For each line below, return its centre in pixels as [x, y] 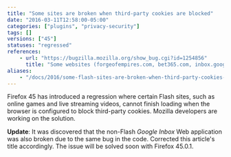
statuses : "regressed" [40, 45]
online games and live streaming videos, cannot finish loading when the [109, 104]
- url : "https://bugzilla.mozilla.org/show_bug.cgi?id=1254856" [113, 58]
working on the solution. [41, 119]
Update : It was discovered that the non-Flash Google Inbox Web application [114, 132]
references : [24, 52]
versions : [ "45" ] [32, 39]
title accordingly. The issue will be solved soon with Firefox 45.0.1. [100, 146]
